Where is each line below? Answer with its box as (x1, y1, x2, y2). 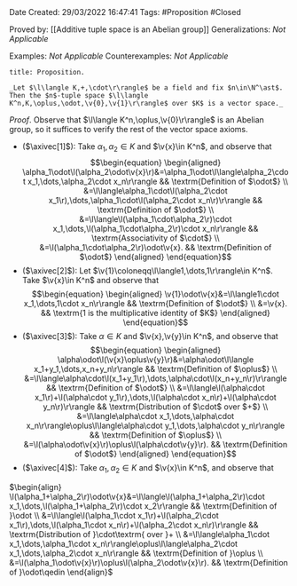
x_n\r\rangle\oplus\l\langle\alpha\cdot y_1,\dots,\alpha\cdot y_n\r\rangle (26, 420, 285, 431)
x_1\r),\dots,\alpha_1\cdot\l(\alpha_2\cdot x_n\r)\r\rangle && (48, 194, 263, 205)
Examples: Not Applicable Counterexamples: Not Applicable (9, 51, 229, 61)
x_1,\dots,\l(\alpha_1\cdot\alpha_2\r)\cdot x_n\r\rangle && (52, 223, 259, 234)
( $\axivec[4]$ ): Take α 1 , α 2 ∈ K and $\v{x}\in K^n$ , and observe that (21, 462, 274, 475)
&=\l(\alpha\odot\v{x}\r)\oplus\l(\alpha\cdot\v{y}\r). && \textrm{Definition (23, 439, 288, 449)
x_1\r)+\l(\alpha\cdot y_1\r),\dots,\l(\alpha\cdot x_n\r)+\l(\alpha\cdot (34, 392, 277, 402)
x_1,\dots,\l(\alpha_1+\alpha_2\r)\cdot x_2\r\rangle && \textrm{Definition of (9, 500, 277, 511)
